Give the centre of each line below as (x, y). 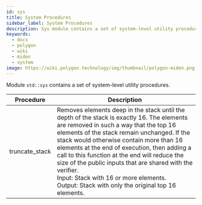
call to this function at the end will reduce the (120, 156)
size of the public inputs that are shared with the (125, 163)
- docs (20, 40)
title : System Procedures (38, 17)
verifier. (68, 171)
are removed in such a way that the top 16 (116, 125)
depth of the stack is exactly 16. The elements (122, 118)
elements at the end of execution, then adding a (124, 148)
